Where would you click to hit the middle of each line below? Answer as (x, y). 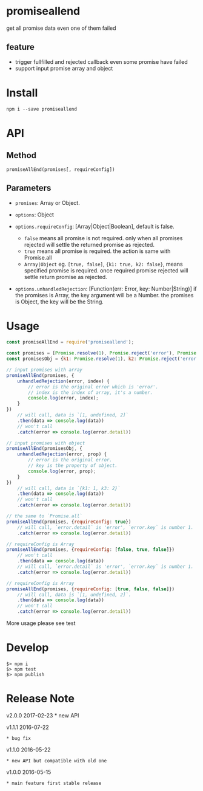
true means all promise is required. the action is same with (97, 251)
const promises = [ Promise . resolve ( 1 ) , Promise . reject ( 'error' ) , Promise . (103, 353)
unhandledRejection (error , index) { (64, 381)
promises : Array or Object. (47, 202)
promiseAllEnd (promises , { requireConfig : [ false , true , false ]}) (90, 550)
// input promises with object (46, 443)
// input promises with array (45, 370)
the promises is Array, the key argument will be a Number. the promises (104, 295)
